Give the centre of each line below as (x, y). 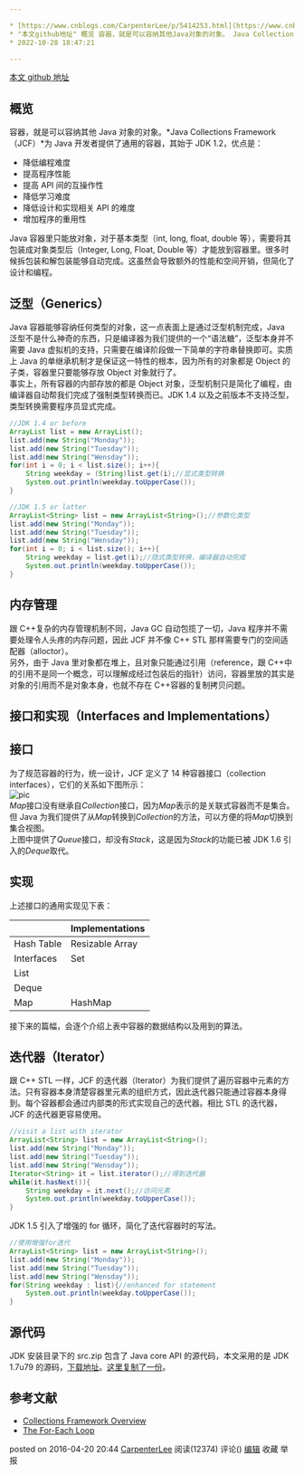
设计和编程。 (33, 272)
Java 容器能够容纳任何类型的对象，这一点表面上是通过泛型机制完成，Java (147, 327)
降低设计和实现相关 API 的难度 (79, 208)
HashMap (91, 1003)
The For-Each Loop (58, 1430)
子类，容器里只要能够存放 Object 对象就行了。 (95, 372)
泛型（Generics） (60, 304)
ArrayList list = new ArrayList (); (76, 432)
